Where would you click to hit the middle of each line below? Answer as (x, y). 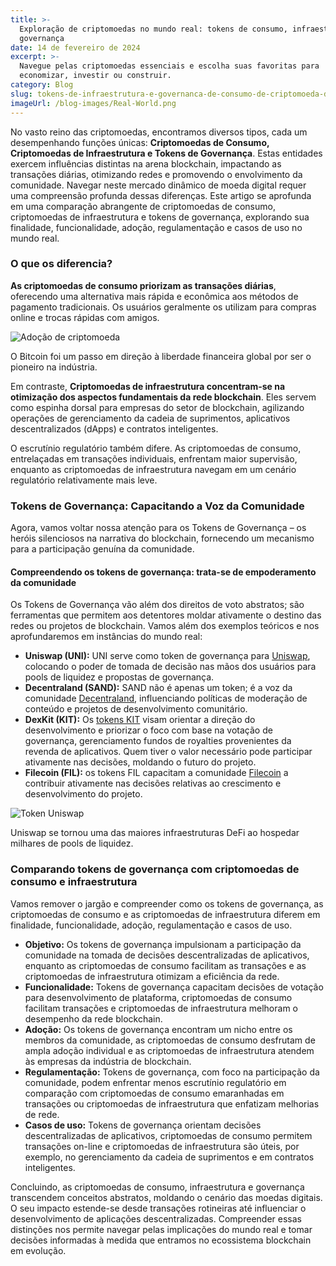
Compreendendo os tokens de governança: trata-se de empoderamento (163, 572)
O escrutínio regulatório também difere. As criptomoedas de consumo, (156, 448)
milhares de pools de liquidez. (72, 843)
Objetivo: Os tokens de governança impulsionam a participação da (163, 944)
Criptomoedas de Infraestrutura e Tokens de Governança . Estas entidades (166, 153)
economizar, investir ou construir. (95, 76)
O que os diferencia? (61, 264)
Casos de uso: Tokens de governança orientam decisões (143, 1125)
